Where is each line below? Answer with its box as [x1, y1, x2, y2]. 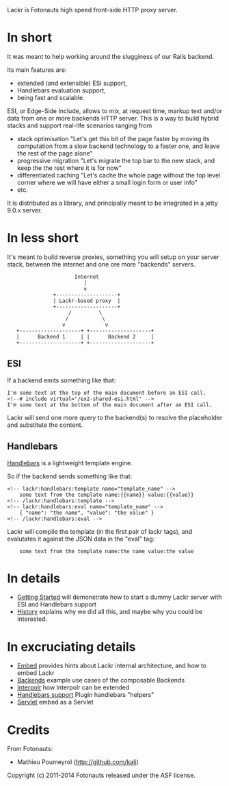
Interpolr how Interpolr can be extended [16, 683, 130, 691]
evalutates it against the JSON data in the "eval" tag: [7, 535, 155, 543]
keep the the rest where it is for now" [16, 164, 122, 172]
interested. [16, 615, 48, 623]
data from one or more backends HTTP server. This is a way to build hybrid [7, 114, 219, 122]
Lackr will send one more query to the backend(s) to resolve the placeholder [7, 413, 223, 421]
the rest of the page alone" [16, 149, 93, 157]
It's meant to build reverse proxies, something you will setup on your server [7, 253, 219, 261]
